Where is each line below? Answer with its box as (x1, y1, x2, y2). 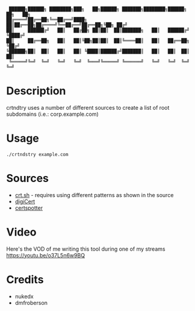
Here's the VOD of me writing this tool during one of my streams (6, 245, 166, 253)
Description (6, 84, 66, 98)
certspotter (14, 204, 43, 212)
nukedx (14, 292, 34, 300)
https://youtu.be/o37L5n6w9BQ (6, 251, 85, 259)
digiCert (14, 198, 36, 205)
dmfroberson (14, 299, 48, 306)
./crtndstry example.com (6, 151, 69, 157)
